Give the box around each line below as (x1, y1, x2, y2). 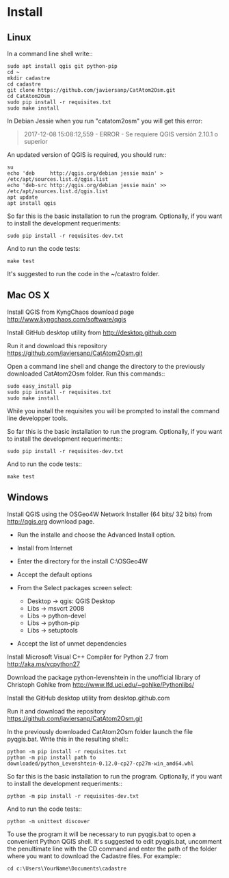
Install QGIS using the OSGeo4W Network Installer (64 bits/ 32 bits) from (7, 510, 213, 518)
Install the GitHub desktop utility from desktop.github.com (7, 694, 170, 702)
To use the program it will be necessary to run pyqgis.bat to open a (7, 830, 196, 838)
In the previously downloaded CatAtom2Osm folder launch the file (7, 727, 193, 735)
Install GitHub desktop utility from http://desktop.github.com (7, 328, 176, 337)
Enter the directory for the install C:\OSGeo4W (16, 557, 148, 565)
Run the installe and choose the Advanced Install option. (16, 531, 176, 539)
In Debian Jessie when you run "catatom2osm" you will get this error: (7, 117, 203, 125)
